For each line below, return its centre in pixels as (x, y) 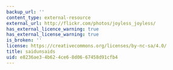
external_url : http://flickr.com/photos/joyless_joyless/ (81, 23)
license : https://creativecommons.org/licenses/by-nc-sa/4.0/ (86, 46)
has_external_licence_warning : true (53, 29)
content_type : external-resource (49, 18)
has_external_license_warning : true (53, 35)
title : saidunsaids (31, 52)
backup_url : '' (25, 12)
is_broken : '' (24, 40)
